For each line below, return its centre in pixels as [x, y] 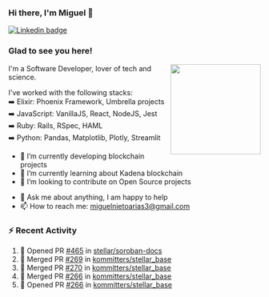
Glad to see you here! [50, 51]
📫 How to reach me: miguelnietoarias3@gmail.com [105, 206]
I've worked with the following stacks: [71, 92]
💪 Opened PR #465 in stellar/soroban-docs [91, 251]
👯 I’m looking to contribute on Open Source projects [105, 181]
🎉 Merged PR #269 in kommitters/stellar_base [96, 259]
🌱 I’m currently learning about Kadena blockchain [101, 173]
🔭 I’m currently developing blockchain [82, 156]
